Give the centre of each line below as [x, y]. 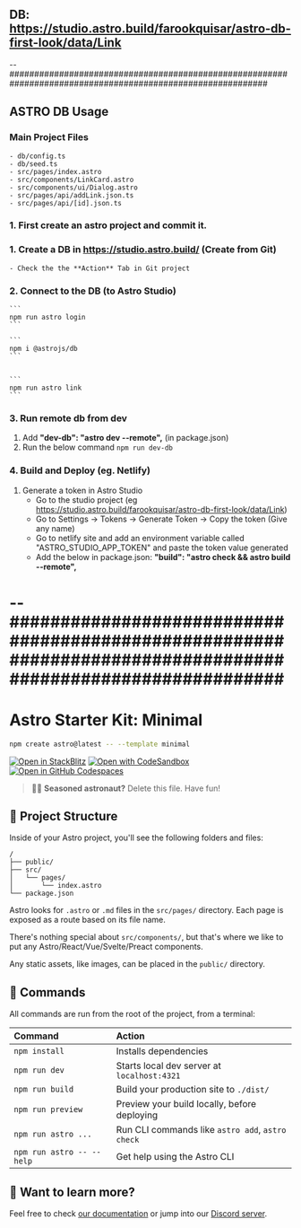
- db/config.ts [38, 156]
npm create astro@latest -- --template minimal [100, 744]
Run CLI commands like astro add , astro [201, 1130]
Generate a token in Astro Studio [82, 490]
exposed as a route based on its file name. [87, 920]
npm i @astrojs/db [43, 349]
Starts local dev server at [168, 1066]
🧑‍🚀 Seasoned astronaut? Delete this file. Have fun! [126, 788]
